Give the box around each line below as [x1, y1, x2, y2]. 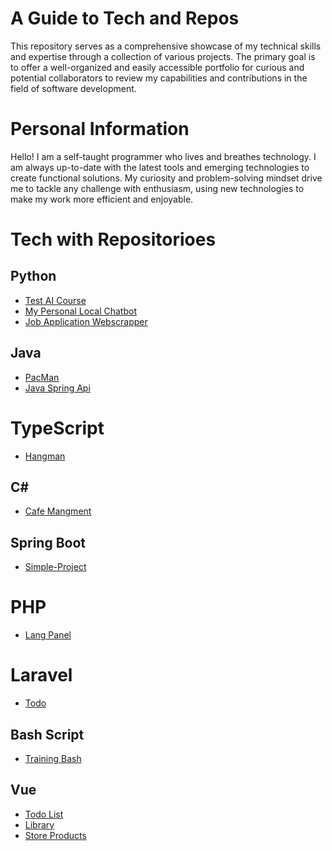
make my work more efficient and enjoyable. [10, 193, 194, 205]
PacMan [24, 371, 60, 383]
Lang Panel [24, 629, 72, 641]
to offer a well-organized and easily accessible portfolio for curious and [10, 61, 305, 73]
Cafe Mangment [24, 505, 92, 517]
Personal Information [10, 118, 190, 141]
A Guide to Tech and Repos [10, 7, 240, 30]
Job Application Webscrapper [24, 315, 148, 327]
